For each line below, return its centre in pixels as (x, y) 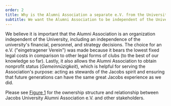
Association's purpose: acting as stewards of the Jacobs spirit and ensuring (85, 72)
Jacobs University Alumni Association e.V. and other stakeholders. (75, 98)
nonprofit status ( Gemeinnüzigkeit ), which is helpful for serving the (76, 66)
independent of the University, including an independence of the (73, 39)
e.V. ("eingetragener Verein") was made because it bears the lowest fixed (82, 50)
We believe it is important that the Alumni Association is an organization (80, 34)
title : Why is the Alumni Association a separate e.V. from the (75, 15)
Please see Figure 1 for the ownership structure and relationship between (82, 93)
